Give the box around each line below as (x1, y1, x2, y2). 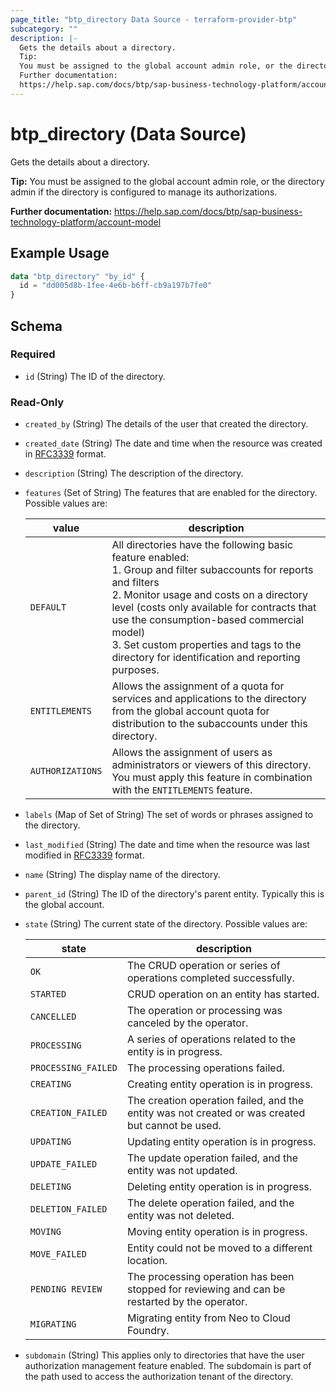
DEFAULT (29, 602, 67, 613)
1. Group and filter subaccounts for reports (111, 563, 314, 577)
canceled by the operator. (126, 1016, 249, 1030)
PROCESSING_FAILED (29, 1062, 118, 1074)
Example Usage (10, 245, 110, 262)
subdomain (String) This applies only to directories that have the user (24, 1349, 305, 1361)
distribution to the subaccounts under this (111, 717, 308, 731)
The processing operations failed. (126, 1061, 285, 1075)
